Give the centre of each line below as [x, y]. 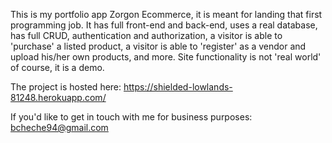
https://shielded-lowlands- [178, 87]
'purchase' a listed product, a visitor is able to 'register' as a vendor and [158, 46]
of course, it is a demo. [57, 67]
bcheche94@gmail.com [59, 127]
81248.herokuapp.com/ [58, 97]
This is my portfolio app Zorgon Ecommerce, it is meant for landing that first [166, 14]
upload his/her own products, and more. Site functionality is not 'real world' [166, 57]
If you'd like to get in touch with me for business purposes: [131, 117]
